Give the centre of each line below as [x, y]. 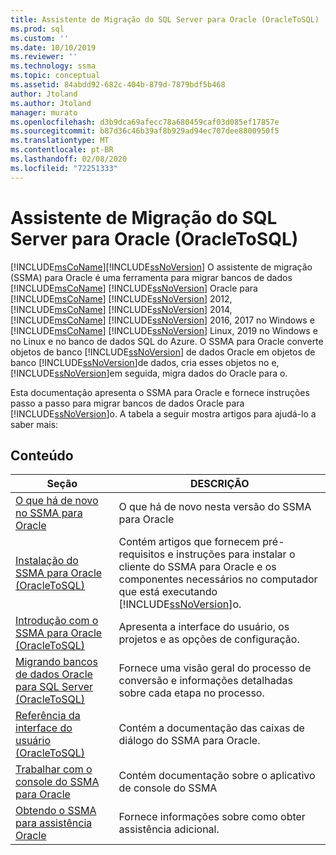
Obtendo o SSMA [56, 811]
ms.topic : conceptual [55, 76]
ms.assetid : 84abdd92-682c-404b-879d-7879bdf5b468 [118, 85]
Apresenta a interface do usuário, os [204, 627]
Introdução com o [57, 621]
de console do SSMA [168, 788]
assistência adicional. [169, 829]
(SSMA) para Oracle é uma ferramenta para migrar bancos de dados [151, 277]
